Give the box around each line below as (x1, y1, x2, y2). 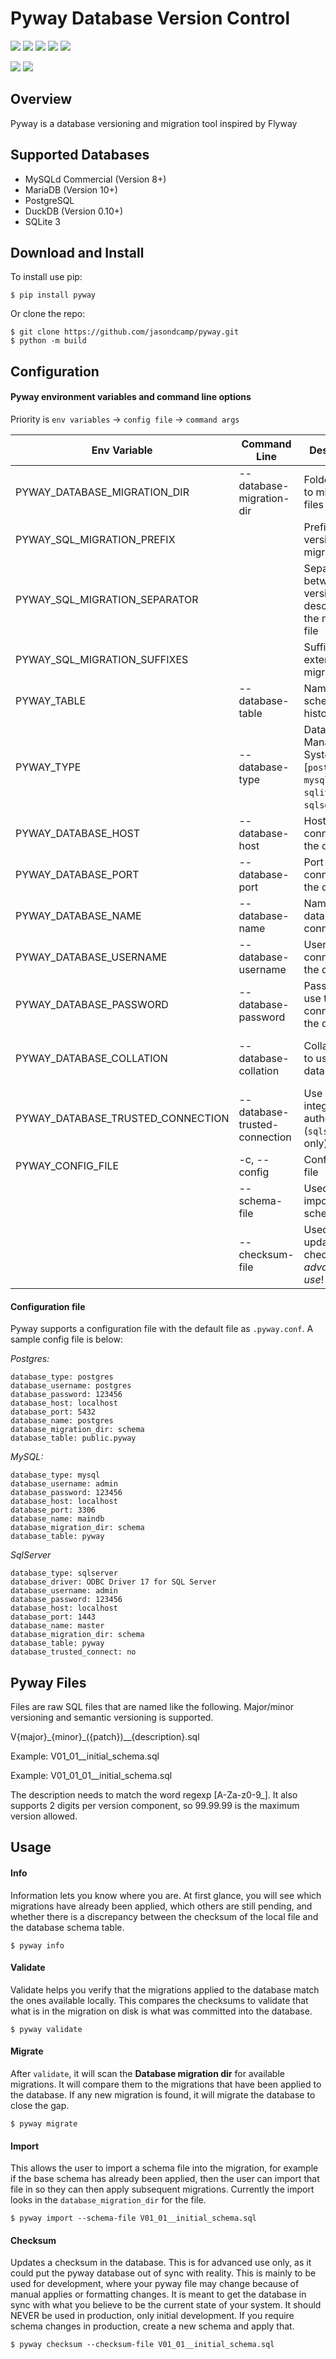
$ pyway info (10, 1940, 65, 1951)
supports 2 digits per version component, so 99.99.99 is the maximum (10, 1799, 300, 1811)
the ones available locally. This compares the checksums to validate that (10, 1994, 309, 2006)
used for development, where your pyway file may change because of (10, 2278, 300, 2290)
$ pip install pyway (10, 290, 97, 301)
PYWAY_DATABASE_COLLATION (15, 1051, 168, 1065)
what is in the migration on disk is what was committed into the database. (10, 2005, 313, 2017)
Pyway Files (10, 1674, 87, 1691)
